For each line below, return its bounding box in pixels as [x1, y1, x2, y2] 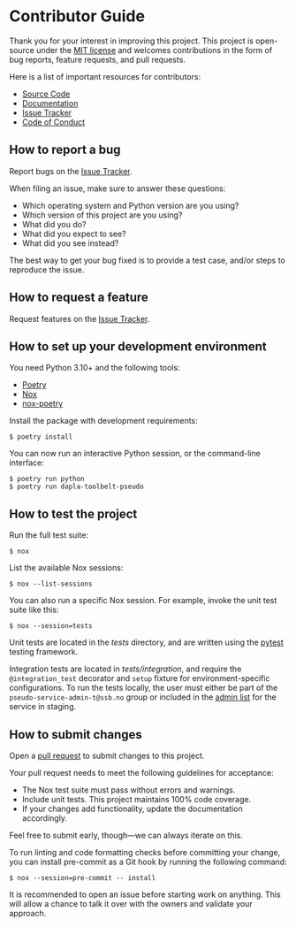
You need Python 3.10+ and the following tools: [9, 363, 180, 373]
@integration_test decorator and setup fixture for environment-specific [9, 673, 270, 684]
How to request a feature [9, 290, 148, 305]
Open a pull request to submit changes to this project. [9, 750, 205, 761]
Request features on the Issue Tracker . [9, 313, 150, 324]
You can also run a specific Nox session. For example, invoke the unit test [9, 595, 277, 606]
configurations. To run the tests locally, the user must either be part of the [9, 683, 278, 693]
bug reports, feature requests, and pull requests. [9, 54, 186, 65]
